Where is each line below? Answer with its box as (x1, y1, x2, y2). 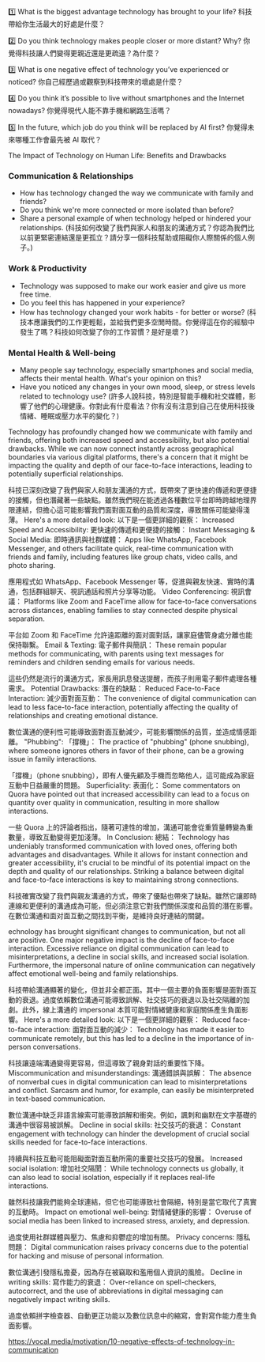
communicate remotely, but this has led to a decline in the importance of (8, 1033, 244, 1042)
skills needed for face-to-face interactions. (8, 1137, 147, 1147)
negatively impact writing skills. (8, 1294, 110, 1303)
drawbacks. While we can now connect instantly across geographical (8, 444, 234, 453)
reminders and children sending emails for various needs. (8, 657, 196, 667)
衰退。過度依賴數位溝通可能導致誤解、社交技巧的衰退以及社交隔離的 (21, 995, 243, 1004)
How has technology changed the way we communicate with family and (19, 188, 254, 198)
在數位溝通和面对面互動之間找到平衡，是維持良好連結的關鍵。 (8, 910, 209, 920)
